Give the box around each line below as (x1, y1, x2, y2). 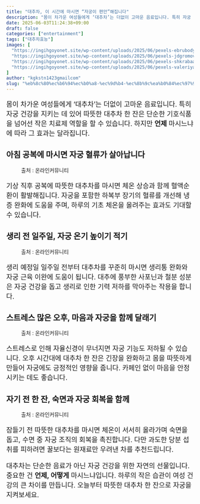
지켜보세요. (6, 491, 39, 499)
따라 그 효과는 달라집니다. (14, 129, 90, 138)
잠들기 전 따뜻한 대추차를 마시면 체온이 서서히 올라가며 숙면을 (6, 426, 188, 435)
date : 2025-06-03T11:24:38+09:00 (6, 20, 89, 26)
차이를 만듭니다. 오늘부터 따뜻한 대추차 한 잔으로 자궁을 (28, 481, 192, 490)
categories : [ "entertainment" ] (6, 31, 84, 37)
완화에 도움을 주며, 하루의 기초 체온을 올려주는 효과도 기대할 (14, 201, 192, 209)
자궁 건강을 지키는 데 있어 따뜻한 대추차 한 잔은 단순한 (6, 110, 165, 118)
